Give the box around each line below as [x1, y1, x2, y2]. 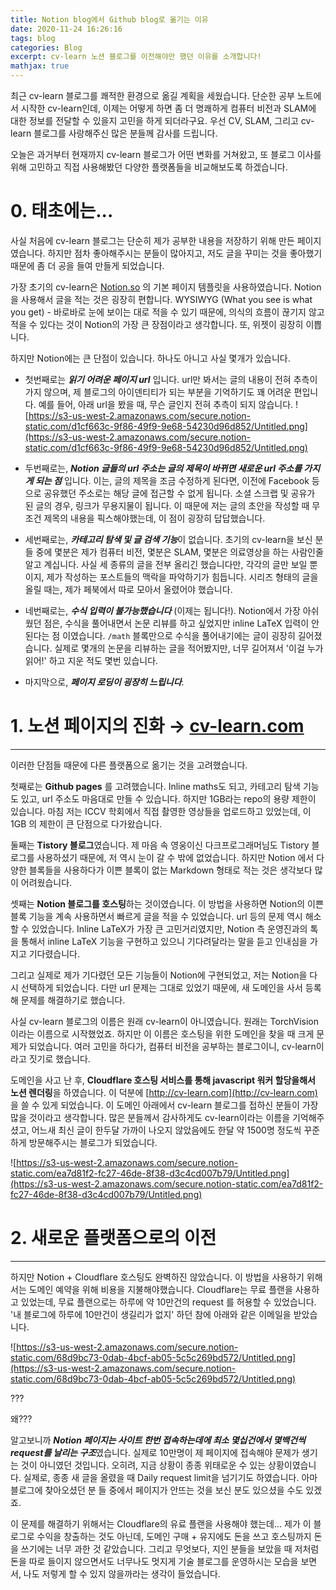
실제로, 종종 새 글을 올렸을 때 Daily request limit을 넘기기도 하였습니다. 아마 [23, 1471, 318, 1483]
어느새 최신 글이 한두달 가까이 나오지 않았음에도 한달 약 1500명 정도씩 [31, 1124, 302, 1136]
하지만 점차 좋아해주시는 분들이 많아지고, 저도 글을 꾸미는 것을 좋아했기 [47, 247, 323, 259]
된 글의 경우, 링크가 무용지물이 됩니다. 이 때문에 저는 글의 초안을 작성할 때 [24, 499, 310, 511]
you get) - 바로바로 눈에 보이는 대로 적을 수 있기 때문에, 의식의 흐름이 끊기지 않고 [10, 306, 325, 318]
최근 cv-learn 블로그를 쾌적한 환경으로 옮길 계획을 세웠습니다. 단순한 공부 [10, 90, 295, 101]
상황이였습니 [268, 1459, 317, 1471]
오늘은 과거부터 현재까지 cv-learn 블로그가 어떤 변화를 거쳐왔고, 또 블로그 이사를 [10, 149, 322, 160]
